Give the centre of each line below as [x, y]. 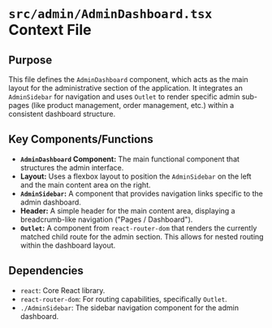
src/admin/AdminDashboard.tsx [110, 14]
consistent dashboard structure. [62, 114]
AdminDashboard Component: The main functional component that [130, 159]
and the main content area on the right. [86, 184]
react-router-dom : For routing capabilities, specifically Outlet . [123, 299]
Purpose [30, 60]
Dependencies [46, 271]
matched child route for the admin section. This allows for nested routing [142, 236]
